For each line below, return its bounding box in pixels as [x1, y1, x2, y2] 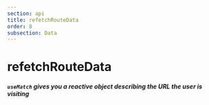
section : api [7, 10, 45, 17]
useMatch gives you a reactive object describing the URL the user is [7, 82, 203, 90]
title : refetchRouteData [7, 17, 79, 23]
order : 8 [7, 23, 33, 30]
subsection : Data [7, 29, 57, 37]
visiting [7, 90, 30, 98]
